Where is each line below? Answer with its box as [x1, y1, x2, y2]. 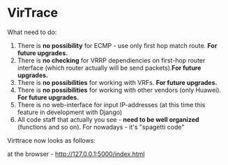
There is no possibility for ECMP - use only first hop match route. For [17, 41, 218, 49]
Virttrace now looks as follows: [7, 136, 96, 144]
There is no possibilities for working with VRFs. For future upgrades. [17, 78, 218, 86]
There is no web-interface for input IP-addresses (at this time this [17, 100, 206, 109]
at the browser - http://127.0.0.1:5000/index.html [7, 150, 145, 158]
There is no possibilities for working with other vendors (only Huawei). [17, 86, 222, 94]
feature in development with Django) [17, 108, 123, 116]
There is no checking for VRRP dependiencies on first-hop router [17, 56, 206, 64]
